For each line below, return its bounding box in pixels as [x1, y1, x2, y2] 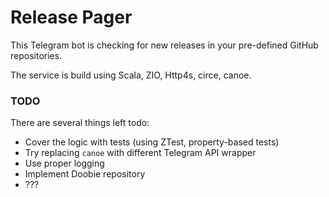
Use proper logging [24, 157, 105, 170]
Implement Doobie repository [24, 168, 146, 180]
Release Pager [10, 6, 133, 29]
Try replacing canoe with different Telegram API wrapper [24, 147, 257, 159]
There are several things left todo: [10, 117, 150, 129]
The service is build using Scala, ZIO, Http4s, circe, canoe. [10, 69, 252, 81]
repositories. [10, 49, 63, 61]
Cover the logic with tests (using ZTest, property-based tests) [24, 136, 280, 148]
